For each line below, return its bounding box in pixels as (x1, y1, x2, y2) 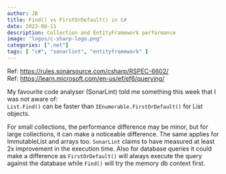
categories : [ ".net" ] (7, 42, 69, 49)
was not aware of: (7, 95, 58, 103)
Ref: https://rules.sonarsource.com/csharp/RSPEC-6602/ (7, 66, 169, 75)
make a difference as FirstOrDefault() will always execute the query (7, 151, 202, 160)
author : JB (7, 10, 38, 17)
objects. (7, 109, 30, 117)
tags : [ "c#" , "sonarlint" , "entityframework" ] (7, 49, 149, 55)
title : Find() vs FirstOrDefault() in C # (7, 16, 127, 23)
